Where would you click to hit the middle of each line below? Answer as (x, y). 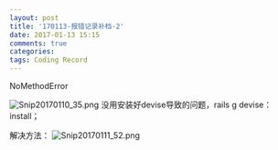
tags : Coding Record (49, 60)
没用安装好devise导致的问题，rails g (169, 105)
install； (25, 116)
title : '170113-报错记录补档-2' (67, 26)
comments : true (38, 43)
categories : (32, 52)
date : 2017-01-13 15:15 (55, 35)
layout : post (34, 18)
